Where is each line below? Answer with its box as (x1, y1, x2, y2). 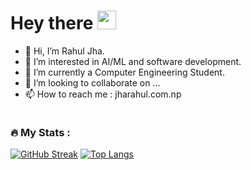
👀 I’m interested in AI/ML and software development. (24, 55, 242, 67)
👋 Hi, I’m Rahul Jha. (24, 45, 105, 57)
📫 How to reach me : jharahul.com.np (24, 88, 182, 100)
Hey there (10, 12, 94, 35)
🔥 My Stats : (10, 125, 71, 139)
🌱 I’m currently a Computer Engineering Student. (24, 66, 225, 78)
